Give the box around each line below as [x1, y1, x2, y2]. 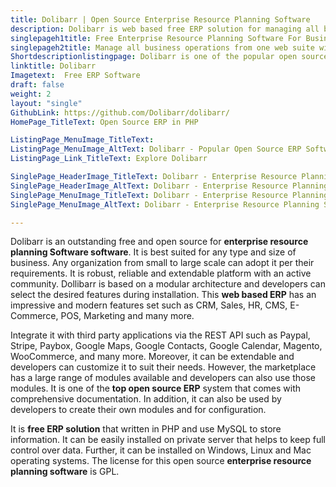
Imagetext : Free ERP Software [10, 71, 141, 81]
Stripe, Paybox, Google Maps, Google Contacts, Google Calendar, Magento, [10, 340, 323, 352]
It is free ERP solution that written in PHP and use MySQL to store [10, 423, 282, 435]
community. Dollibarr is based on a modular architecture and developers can [10, 278, 327, 290]
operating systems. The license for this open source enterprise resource [10, 455, 312, 467]
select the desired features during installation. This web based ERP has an [10, 289, 317, 301]
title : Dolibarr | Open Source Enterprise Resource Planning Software [10, 14, 311, 25]
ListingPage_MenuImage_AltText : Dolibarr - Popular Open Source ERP [10, 144, 302, 155]
